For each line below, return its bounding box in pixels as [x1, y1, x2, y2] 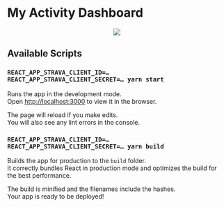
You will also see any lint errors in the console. [7, 118, 141, 126]
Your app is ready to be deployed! [7, 192, 104, 200]
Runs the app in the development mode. [7, 89, 122, 98]
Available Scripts [7, 47, 82, 60]
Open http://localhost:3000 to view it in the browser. [7, 97, 157, 105]
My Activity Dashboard [7, 5, 144, 21]
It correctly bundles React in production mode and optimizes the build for [7, 164, 217, 172]
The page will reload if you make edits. [7, 110, 118, 119]
